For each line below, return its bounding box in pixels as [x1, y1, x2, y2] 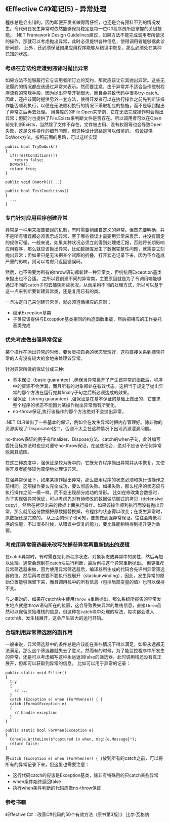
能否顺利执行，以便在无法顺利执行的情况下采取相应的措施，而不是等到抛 [9, 103, 160, 109]
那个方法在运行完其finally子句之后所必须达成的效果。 [21, 389, 132, 395]
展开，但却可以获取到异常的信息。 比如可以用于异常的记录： [5, 660, 131, 667]
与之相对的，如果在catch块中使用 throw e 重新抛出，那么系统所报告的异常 [5, 596, 157, 602]
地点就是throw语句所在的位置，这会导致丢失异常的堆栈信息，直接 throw [9, 602, 157, 608]
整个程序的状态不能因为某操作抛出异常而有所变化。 [12, 402, 119, 408]
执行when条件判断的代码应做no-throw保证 [12, 785, 101, 791]
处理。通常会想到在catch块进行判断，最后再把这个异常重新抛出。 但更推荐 [9, 560, 164, 566]
